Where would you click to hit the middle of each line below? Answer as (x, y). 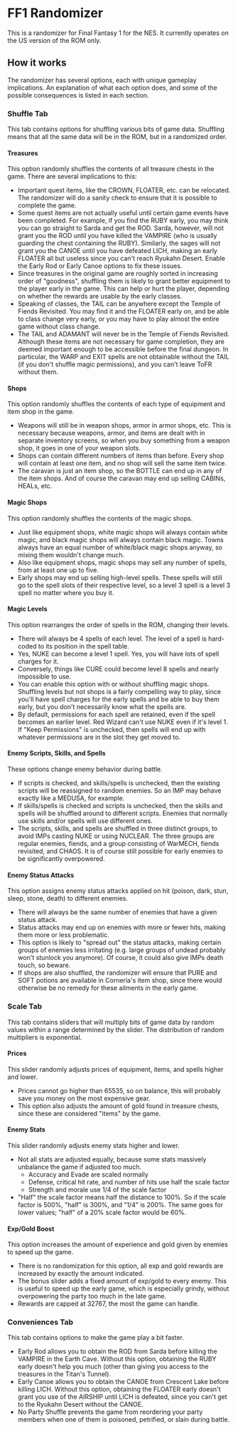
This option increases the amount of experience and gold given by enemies (118, 1244)
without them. (38, 372)
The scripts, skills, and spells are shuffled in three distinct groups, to (118, 829)
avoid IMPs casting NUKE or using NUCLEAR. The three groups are (116, 836)
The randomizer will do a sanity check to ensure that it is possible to (117, 198)
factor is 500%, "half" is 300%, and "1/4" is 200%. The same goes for (120, 1204)
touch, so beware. (44, 965)
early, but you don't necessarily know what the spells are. (102, 706)
